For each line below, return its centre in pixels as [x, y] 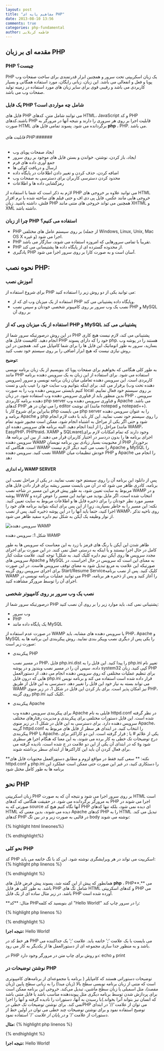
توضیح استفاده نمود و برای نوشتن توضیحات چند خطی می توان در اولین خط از [75, 1010]
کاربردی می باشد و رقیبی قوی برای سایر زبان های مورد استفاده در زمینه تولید [75, 87]
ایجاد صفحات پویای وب [33, 152]
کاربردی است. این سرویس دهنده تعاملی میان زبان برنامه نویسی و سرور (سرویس [79, 380]
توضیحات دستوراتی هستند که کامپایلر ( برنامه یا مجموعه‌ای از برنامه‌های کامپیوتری [79, 979]
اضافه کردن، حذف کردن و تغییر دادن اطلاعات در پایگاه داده [65, 173]
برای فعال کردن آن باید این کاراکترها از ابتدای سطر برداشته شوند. [72, 749]
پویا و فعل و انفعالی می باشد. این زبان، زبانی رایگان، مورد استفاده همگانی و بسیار [79, 82]
